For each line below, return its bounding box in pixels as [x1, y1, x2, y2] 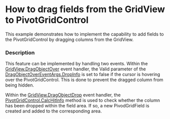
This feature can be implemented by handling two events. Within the [5, 61, 148, 67]
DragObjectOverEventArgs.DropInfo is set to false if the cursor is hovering [5, 71, 160, 77]
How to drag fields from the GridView [5, 4, 165, 15]
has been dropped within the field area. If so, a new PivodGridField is [5, 103, 150, 109]
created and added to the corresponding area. [5, 108, 102, 114]
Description [5, 49, 35, 56]
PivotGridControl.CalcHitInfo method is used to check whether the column [5, 97, 160, 103]
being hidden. [5, 82, 35, 88]
